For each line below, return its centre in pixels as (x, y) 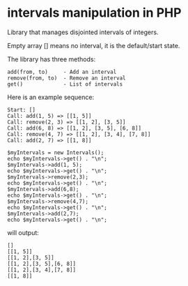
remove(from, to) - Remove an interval (67, 78)
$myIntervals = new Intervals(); (56, 152)
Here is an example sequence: (51, 97)
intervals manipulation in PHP (94, 13)
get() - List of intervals (65, 84)
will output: (23, 232)
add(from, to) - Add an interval (62, 72)
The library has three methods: (52, 59)
